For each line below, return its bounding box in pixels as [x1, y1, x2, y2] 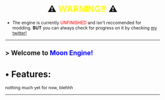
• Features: [5, 69, 51, 79]
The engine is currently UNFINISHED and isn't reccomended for [12, 20, 141, 25]
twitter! [12, 30, 27, 36]
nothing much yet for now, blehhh [5, 85, 73, 91]
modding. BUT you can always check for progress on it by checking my [12, 25, 157, 30]
